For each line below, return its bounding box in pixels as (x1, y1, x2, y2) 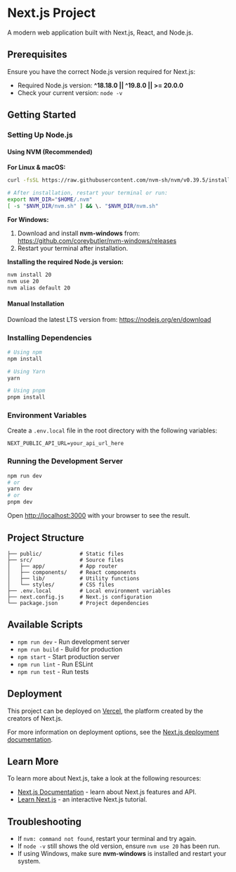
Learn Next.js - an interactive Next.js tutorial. (17, 795, 147, 804)
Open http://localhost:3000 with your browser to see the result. (7, 511, 191, 520)
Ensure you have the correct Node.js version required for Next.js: (7, 67, 195, 75)
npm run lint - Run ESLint (17, 660, 93, 668)
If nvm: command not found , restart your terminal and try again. (17, 835, 197, 843)
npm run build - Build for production (17, 644, 123, 653)
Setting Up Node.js (7, 130, 73, 140)
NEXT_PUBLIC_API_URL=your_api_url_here (7, 440, 124, 447)
